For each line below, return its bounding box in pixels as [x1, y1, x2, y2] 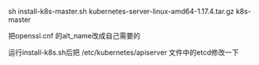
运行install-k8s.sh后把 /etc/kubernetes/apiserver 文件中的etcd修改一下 [8, 48, 239, 57]
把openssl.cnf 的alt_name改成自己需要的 [8, 31, 141, 40]
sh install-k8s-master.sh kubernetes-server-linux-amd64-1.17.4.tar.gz [8, 7, 234, 16]
